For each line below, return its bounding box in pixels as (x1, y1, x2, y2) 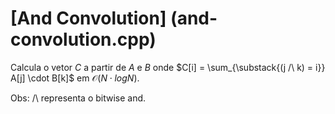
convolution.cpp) (10, 28, 157, 51)
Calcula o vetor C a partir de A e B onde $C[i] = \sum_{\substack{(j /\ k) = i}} (10, 61, 326, 73)
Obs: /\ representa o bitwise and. (10, 92, 147, 104)
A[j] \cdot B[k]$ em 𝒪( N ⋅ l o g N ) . (10, 72, 140, 84)
